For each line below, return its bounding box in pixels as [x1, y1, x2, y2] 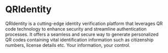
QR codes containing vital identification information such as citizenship [5, 37, 154, 43]
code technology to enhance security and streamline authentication [5, 25, 147, 32]
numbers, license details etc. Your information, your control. [5, 42, 130, 48]
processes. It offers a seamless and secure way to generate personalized [5, 31, 159, 37]
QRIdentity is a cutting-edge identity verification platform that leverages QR [5, 20, 163, 26]
